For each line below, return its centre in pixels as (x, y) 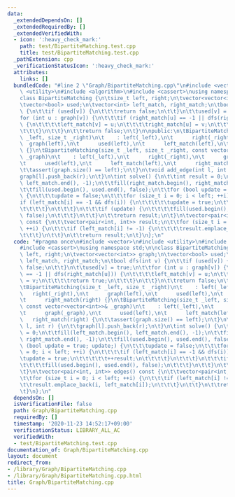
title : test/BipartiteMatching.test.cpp (79, 53)
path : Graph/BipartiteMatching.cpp (65, 411)
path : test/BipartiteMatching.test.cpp (78, 46)
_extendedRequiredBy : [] (50, 27)
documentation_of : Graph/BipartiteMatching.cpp (78, 450)
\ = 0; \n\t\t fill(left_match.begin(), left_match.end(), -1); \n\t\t (122, 332)
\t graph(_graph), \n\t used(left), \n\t (94, 313)
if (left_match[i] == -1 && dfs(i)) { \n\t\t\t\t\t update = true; (117, 203)
